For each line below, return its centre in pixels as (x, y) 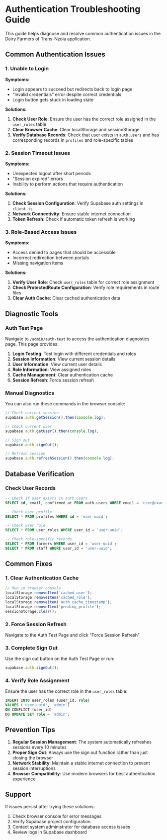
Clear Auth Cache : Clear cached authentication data (66, 298)
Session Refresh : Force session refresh (53, 380)
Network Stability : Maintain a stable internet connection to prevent (81, 763)
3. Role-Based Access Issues (41, 232)
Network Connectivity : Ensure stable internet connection (71, 214)
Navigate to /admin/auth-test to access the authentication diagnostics (77, 339)
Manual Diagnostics (30, 393)
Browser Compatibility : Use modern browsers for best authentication (84, 773)
